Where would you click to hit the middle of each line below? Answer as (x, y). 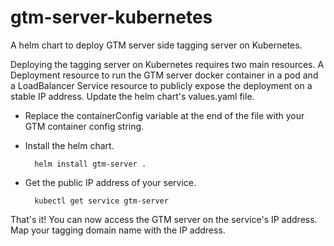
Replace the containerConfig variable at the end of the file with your (164, 115)
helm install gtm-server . (90, 164)
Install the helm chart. (69, 145)
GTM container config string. (84, 126)
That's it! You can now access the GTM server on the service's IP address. (164, 219)
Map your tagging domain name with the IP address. (118, 230)
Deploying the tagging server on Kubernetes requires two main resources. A (167, 64)
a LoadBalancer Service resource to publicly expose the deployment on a (161, 85)
